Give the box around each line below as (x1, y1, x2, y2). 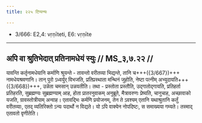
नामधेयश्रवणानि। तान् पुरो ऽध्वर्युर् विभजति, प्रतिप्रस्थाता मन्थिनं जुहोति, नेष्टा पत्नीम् (6, 76, 158, 83)
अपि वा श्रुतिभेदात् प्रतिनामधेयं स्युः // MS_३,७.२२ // (6, 53, 153, 64)
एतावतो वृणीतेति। (6, 110, 39, 117)
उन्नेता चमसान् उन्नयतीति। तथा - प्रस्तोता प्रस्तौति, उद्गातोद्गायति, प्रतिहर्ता (43, 83, 181, 90)
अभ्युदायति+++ (158, 76, 189, 83)
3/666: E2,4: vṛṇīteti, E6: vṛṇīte (14, 31, 92, 38)
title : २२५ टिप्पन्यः (6, 8, 47, 15)
